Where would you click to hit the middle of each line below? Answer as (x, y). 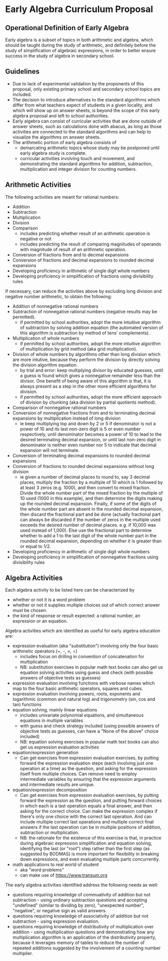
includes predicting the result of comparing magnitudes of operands (91, 244)
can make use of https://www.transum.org (64, 875)
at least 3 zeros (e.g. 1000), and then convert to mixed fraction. (85, 488)
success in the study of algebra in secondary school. (60, 56)
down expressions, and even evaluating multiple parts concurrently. (90, 859)
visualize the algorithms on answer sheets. (56, 137)
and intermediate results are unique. (57, 785)
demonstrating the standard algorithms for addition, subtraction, (86, 164)
